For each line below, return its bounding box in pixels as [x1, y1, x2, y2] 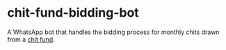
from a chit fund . [7, 35, 56, 43]
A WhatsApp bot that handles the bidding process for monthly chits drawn [7, 28, 220, 36]
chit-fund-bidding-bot [7, 5, 139, 21]
